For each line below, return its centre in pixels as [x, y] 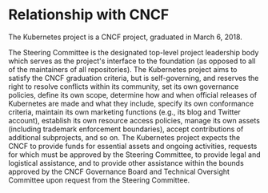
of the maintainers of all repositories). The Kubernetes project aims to [123, 69]
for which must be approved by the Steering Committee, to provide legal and [134, 155]
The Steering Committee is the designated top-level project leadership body [134, 52]
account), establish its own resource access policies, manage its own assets [134, 120]
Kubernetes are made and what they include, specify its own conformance [131, 103]
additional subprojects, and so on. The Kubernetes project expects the [124, 137]
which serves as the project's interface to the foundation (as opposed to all [132, 61]
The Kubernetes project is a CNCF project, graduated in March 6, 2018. [125, 37]
